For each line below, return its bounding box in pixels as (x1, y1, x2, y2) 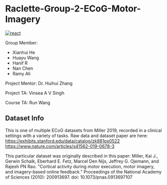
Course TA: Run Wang (5, 99, 51, 105)
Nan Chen (12, 65, 33, 71)
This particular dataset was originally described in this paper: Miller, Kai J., (5, 153, 158, 159)
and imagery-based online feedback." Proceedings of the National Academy (5, 169, 162, 175)
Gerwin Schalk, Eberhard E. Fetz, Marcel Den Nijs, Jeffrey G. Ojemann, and (5, 158, 160, 164)
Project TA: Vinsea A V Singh (5, 90, 65, 96)
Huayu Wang (12, 54, 39, 60)
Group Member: (5, 39, 38, 45)
